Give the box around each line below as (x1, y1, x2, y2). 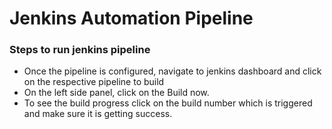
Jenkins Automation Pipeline (9, 7, 254, 30)
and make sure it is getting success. (23, 108, 173, 120)
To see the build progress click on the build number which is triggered (23, 97, 313, 109)
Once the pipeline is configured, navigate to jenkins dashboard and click (23, 65, 322, 77)
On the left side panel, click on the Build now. (23, 87, 210, 99)
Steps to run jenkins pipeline (9, 43, 151, 57)
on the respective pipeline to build (23, 76, 165, 88)
